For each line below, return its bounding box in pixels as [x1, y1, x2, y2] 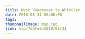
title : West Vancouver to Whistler [5, 7, 80, 13]
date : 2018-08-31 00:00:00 [5, 12, 62, 17]
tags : [5, 17, 17, 22]
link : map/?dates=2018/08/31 [5, 26, 67, 31]
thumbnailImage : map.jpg [5, 21, 58, 27]
